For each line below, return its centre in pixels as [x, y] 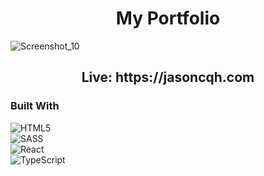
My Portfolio [168, 18]
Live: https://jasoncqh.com [168, 77]
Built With [35, 106]
